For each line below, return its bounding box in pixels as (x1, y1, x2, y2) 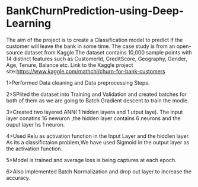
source (6, 49, 24, 56)
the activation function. (6, 145, 63, 152)
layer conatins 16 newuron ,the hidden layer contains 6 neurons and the (6, 114, 181, 122)
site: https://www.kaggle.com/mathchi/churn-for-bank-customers (6, 67, 166, 75)
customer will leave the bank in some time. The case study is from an (6, 43, 175, 50)
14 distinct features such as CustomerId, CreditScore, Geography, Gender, (6, 55, 188, 62)
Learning (6, 17, 52, 30)
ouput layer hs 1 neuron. (6, 121, 65, 128)
